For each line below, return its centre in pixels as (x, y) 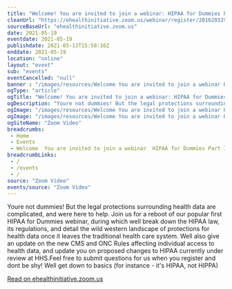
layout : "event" (30, 65)
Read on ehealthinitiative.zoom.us (55, 279)
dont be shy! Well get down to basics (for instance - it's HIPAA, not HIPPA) (113, 265)
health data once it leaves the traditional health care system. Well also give (113, 236)
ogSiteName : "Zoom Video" (44, 123)
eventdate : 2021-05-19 (40, 39)
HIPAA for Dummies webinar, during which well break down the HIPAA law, (113, 221)
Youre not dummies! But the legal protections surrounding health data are (112, 207)
